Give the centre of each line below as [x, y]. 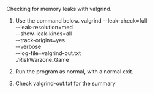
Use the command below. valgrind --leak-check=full [81, 20]
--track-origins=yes [40, 40]
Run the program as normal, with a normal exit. [74, 72]
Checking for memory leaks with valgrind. [59, 9]
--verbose [28, 46]
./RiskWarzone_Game [42, 60]
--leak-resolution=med [44, 27]
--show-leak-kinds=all [43, 34]
